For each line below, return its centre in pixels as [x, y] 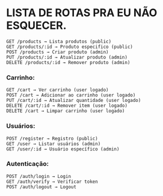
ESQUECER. [37, 25]
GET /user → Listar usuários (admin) [54, 144]
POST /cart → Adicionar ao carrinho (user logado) [71, 95]
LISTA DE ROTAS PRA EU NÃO [82, 13]
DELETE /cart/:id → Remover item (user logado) [67, 106]
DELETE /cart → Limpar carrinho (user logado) [66, 111]
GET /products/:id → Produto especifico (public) [70, 47]
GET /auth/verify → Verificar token [52, 182]
